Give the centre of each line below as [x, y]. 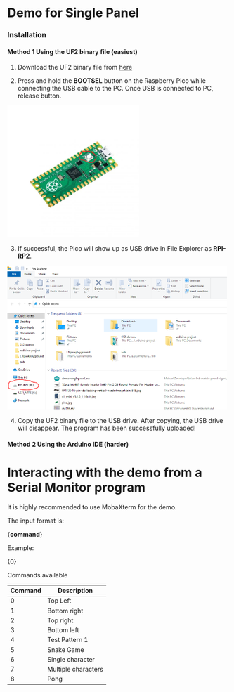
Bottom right [65, 611]
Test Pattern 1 [68, 640]
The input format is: [36, 521]
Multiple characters [76, 670]
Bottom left [63, 630]
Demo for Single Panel [73, 13]
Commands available [38, 575]
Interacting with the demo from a [105, 472]
